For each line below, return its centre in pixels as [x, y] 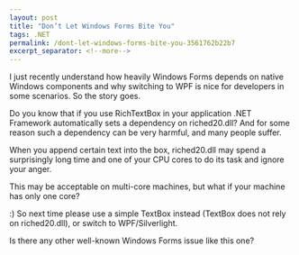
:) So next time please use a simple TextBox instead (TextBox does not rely [148, 214]
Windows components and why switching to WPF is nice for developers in [147, 87]
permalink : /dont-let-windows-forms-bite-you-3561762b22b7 [122, 43]
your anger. [31, 169]
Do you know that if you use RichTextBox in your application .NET [131, 114]
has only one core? [45, 196]
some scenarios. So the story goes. [75, 96]
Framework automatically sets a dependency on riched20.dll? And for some [149, 123]
